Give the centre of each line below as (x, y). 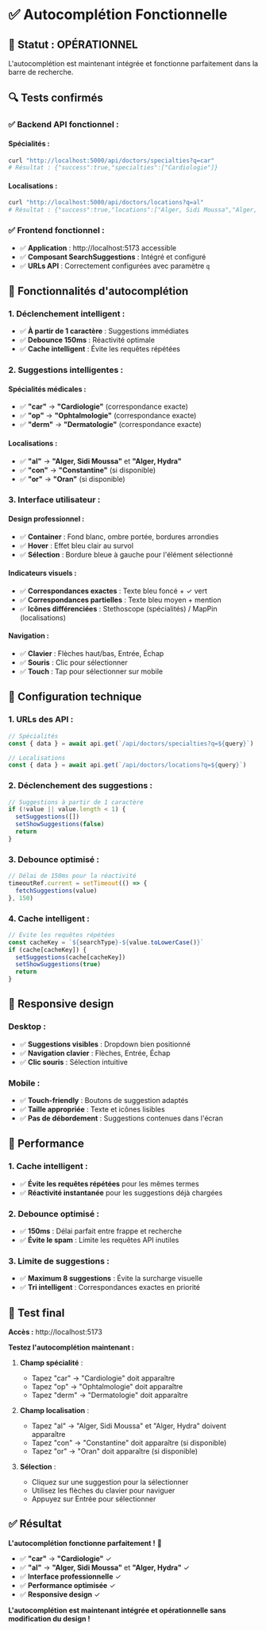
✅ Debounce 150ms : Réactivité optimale (87, 340)
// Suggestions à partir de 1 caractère (76, 802)
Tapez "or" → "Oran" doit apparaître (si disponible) (115, 1451)
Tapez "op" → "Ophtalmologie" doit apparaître (107, 1387)
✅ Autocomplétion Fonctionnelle (118, 15)
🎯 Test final (37, 1313)
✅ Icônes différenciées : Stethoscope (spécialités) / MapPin (118, 608)
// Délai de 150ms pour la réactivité (72, 876)
